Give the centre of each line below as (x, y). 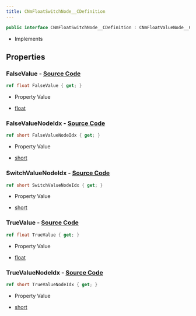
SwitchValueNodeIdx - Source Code (58, 173)
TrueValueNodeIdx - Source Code (55, 272)
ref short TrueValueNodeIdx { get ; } (52, 284)
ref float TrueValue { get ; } (43, 235)
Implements (29, 39)
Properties (26, 57)
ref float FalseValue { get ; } (44, 86)
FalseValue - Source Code (43, 74)
